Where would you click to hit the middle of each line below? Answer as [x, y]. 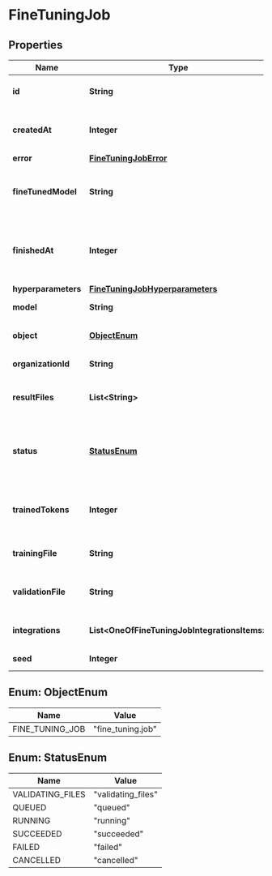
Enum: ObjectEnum [58, 692]
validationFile [39, 592]
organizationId [41, 364]
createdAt [32, 130]
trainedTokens [41, 510]
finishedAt [33, 250]
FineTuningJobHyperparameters [153, 289]
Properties [36, 45]
